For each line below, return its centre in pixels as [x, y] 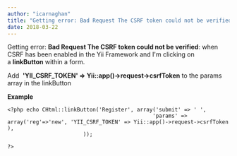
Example [20, 97]
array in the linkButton [39, 83]
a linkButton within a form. [46, 62]
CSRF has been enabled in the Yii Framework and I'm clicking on [101, 54]
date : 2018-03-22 [33, 27]
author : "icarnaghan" [39, 14]
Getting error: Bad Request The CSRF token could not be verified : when [113, 47]
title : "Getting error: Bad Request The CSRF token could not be [105, 20]
